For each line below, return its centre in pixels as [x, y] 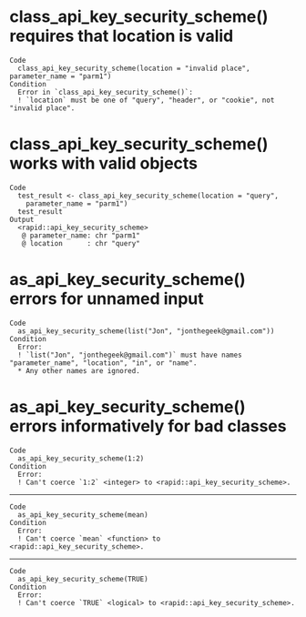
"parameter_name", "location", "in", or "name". [103, 363]
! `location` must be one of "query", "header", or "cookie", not [146, 100]
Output [22, 219]
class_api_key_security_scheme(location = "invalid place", [134, 68]
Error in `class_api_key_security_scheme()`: [106, 92]
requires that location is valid [122, 36]
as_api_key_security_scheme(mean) [83, 515]
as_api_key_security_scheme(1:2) [81, 458]
